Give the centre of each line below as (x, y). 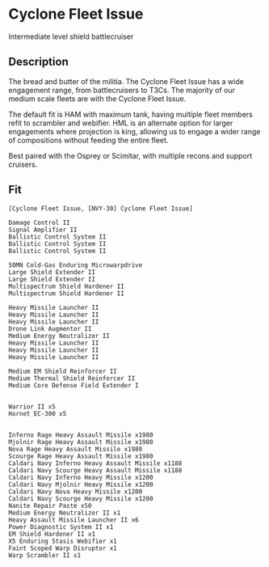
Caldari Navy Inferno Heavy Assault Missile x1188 (95, 463)
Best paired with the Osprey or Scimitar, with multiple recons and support (130, 155)
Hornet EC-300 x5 (38, 413)
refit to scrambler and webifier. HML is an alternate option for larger (121, 123)
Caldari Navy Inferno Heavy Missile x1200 (81, 477)
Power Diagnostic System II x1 (61, 527)
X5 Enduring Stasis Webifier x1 (63, 541)
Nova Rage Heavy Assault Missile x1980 (76, 449)
